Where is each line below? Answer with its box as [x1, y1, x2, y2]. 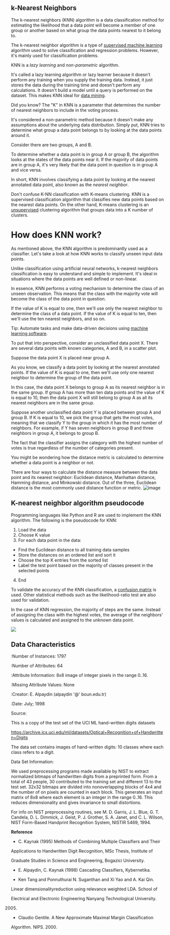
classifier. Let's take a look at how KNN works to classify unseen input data [11, 250, 163, 257]
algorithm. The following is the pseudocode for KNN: [11, 517, 118, 523]
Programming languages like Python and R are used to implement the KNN [11, 512, 162, 518]
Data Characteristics [11, 640, 75, 648]
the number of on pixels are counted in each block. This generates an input [11, 789, 163, 795]
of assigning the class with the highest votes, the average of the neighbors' [11, 612, 163, 617]
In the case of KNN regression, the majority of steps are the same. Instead [11, 606, 161, 613]
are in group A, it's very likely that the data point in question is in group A [11, 161, 158, 167]
